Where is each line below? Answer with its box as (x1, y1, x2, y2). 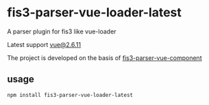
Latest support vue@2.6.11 (7, 40, 81, 48)
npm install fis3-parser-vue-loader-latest (7, 91, 134, 98)
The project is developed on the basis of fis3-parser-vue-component (7, 53, 202, 62)
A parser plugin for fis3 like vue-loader (7, 27, 116, 35)
